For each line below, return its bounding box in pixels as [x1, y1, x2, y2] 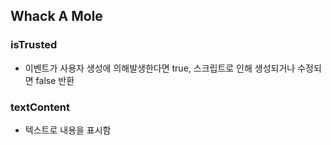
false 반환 [35, 74, 75, 86]
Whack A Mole [10, 8, 103, 25]
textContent [10, 100, 71, 114]
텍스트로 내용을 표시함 [24, 124, 112, 136]
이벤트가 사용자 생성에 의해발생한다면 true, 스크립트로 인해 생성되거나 [24, 62, 296, 74]
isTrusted [10, 38, 58, 52]
